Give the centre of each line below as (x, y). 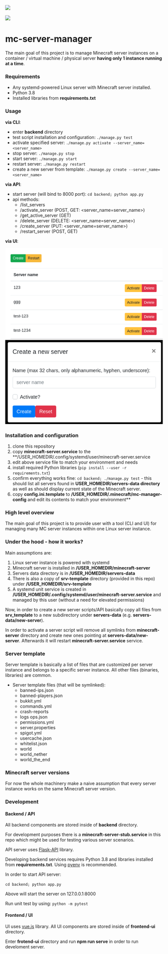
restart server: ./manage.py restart (49, 164)
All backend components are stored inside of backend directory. (72, 825)
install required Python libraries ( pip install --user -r (69, 468)
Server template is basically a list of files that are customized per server (79, 664)
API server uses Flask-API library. (39, 850)
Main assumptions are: (28, 553)
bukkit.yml (30, 701)
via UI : (12, 241)
